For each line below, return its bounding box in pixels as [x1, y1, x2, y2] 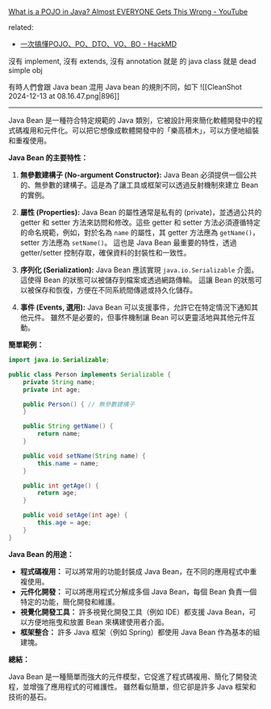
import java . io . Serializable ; [8, 356, 110, 364]
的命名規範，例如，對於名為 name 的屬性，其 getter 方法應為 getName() [19, 228, 252, 237]
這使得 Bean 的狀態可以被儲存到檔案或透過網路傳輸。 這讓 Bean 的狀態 [19, 275, 256, 285]
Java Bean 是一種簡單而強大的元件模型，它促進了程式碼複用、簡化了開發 [8, 671, 250, 682]
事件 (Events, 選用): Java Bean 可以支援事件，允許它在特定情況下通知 [19, 302, 252, 312]
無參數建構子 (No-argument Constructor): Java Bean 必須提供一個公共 [19, 170, 257, 179]
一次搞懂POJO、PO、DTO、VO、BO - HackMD [19, 40, 177, 49]
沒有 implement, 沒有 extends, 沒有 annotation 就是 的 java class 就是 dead [8, 57, 256, 65]
